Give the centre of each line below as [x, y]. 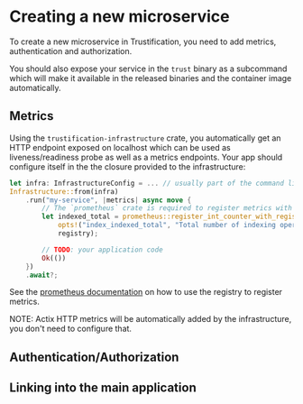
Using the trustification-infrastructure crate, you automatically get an [145, 138]
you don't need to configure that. [71, 329]
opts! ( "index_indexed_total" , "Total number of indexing [167, 225]
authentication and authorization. [71, 50]
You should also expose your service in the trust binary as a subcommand [148, 69]
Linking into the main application [103, 388]
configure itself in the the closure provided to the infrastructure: [128, 166]
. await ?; [42, 275]
